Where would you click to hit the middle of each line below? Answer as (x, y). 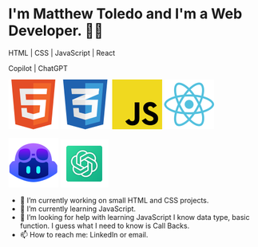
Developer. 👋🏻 (56, 31)
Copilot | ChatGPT (38, 68)
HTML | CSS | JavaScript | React (62, 53)
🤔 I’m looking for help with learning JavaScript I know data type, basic (135, 217)
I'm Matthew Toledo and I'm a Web (125, 14)
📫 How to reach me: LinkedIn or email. (84, 234)
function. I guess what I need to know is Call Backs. (105, 225)
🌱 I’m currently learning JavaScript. (78, 209)
